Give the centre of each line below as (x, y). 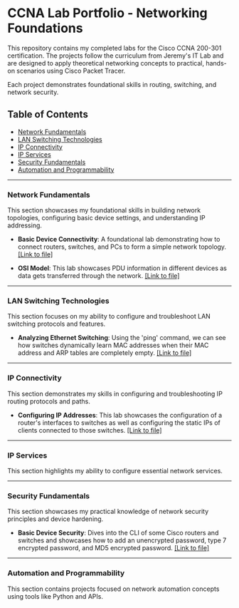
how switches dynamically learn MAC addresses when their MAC (113, 345)
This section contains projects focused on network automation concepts (113, 589)
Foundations (45, 28)
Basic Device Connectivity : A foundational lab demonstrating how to (119, 239)
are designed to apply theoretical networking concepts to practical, (106, 63)
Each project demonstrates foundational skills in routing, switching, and (112, 84)
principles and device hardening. (55, 519)
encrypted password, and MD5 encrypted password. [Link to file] (113, 548)
